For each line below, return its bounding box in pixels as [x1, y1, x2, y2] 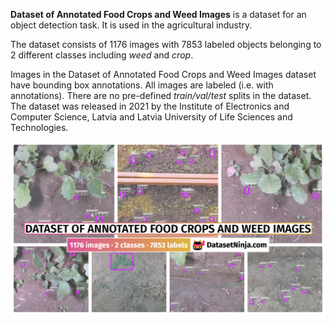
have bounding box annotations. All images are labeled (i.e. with [10, 79, 274, 91]
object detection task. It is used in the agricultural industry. [10, 19, 253, 31]
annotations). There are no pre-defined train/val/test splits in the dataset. [10, 90, 312, 101]
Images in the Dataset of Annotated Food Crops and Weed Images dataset [10, 69, 317, 80]
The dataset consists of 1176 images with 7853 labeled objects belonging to [10, 39, 322, 50]
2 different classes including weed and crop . [10, 49, 194, 61]
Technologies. [10, 122, 69, 133]
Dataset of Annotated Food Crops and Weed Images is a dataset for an [10, 9, 307, 20]
